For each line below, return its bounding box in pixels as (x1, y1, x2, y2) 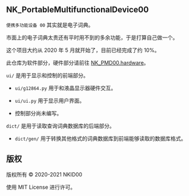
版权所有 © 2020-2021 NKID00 (6, 170, 83, 178)
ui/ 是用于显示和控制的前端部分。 (6, 71, 89, 79)
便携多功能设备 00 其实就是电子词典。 (6, 21, 94, 29)
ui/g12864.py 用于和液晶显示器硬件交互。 (14, 84, 116, 91)
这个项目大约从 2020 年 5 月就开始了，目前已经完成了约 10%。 (6, 46, 160, 53)
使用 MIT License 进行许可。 (6, 184, 76, 191)
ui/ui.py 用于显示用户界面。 (14, 97, 85, 104)
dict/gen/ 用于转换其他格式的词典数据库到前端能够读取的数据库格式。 (14, 135, 187, 142)
